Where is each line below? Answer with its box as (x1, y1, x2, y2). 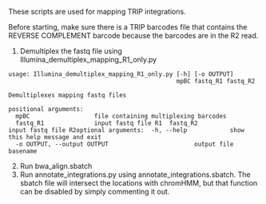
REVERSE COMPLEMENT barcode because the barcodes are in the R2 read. (8, 31, 259, 40)
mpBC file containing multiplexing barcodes (15, 112, 227, 120)
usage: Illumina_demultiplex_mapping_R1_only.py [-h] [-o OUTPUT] (8, 70, 234, 78)
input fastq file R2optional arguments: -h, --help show (8, 126, 245, 134)
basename (8, 147, 38, 155)
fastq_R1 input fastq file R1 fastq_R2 (15, 119, 198, 127)
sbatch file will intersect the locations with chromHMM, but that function (19, 178, 258, 187)
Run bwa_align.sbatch (19, 162, 93, 170)
